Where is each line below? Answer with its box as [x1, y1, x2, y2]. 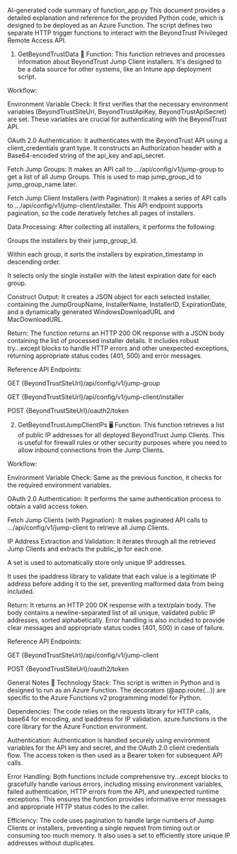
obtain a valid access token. [7, 502, 89, 510]
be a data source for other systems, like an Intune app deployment [17, 65, 212, 73]
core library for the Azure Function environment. [7, 722, 148, 731]
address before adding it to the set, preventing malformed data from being [7, 580, 224, 588]
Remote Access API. [7, 36, 67, 45]
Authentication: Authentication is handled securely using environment [7, 736, 210, 744]
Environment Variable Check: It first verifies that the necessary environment [7, 100, 229, 108]
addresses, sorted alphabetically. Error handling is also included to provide [7, 616, 225, 624]
